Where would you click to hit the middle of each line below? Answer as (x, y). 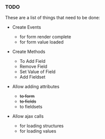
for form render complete (45, 37)
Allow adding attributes (36, 87)
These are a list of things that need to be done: (52, 18)
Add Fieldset (33, 77)
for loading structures (42, 126)
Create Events (27, 27)
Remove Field (34, 67)
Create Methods (29, 52)
